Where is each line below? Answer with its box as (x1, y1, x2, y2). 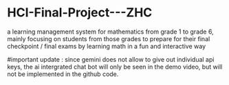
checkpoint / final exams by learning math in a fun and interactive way (7, 42, 206, 50)
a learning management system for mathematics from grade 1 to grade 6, (7, 27, 215, 36)
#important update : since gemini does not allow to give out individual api (7, 55, 215, 63)
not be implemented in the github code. (7, 70, 119, 78)
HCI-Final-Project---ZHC (7, 5, 153, 21)
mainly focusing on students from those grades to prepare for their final (7, 34, 210, 42)
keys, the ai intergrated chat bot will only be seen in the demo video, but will (7, 62, 223, 71)
